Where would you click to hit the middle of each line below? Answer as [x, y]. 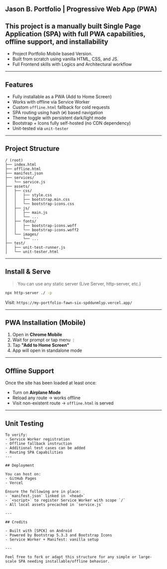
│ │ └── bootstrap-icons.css [40, 204]
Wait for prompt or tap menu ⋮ [44, 340]
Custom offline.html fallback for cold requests [61, 107]
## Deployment [20, 465]
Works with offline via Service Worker [51, 102]
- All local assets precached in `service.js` [54, 504]
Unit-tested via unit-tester [40, 129]
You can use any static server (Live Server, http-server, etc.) [79, 284]
